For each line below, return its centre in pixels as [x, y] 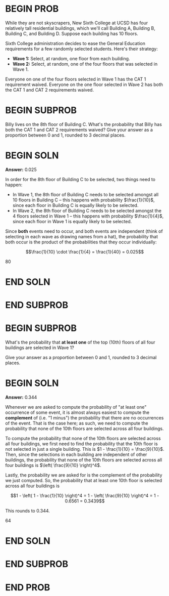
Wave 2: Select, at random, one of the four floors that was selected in [85, 64]
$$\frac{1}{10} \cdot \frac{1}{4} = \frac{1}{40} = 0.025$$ [85, 251]
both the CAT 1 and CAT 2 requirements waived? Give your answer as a [79, 130]
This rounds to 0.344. [28, 511]
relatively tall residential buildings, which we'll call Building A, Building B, [80, 28]
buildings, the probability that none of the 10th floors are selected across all [84, 460]
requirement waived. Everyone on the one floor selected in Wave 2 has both [84, 84]
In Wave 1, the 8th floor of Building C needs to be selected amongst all [86, 194]
